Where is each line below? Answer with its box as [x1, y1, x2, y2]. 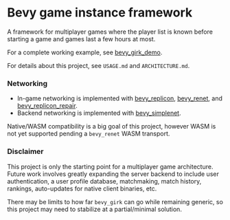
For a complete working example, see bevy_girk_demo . [7, 48, 163, 56]
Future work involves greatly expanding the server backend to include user [7, 170, 220, 178]
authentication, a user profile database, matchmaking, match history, [7, 177, 202, 185]
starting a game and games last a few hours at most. [7, 34, 156, 43]
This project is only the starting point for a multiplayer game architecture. [7, 162, 214, 170]
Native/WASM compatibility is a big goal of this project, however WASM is [7, 122, 216, 131]
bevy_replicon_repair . [16, 102, 78, 110]
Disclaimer [7, 146, 44, 156]
